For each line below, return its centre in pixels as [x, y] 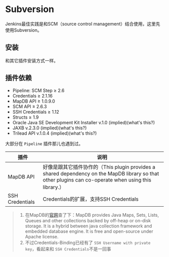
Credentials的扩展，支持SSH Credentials [91, 199]
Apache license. [42, 236]
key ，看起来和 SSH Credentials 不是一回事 [68, 249]
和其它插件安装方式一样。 [32, 60]
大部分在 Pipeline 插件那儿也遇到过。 [44, 143]
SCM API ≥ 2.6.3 [29, 106]
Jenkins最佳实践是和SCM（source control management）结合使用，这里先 [83, 24]
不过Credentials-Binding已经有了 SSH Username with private [88, 242]
